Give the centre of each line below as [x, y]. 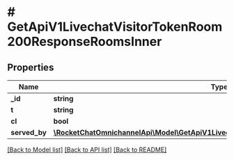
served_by [29, 133]
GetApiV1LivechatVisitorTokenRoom [115, 27]
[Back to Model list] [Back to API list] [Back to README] [87, 150]
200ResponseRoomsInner [85, 42]
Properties [31, 67]
